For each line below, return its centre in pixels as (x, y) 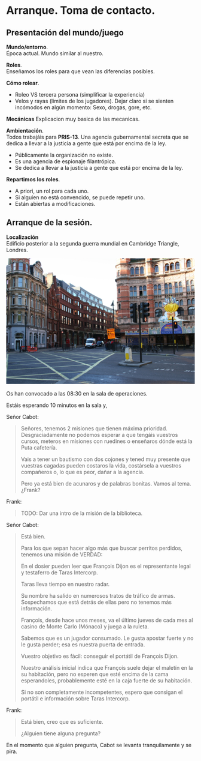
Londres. (17, 250)
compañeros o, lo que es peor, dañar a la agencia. (83, 472)
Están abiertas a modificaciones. (55, 204)
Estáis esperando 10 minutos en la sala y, (57, 405)
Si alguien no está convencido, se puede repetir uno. (80, 197)
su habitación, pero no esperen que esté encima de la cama (95, 674)
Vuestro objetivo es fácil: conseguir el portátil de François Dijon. (100, 656)
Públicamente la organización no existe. (64, 155)
